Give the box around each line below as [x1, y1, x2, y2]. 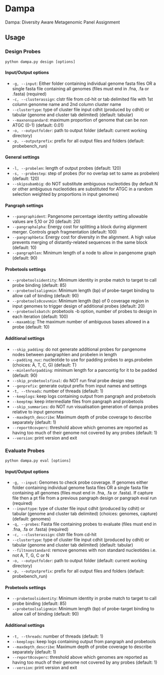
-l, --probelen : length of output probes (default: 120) [12, 165, 121, 171]
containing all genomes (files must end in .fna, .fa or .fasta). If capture [12, 490, 153, 496]
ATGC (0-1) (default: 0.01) [12, 122, 64, 128]
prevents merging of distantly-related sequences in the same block [12, 239, 148, 245]
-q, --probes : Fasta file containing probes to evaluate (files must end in [12, 521, 157, 527]
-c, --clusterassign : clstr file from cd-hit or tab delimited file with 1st [12, 96, 153, 102]
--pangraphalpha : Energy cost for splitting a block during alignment [12, 224, 147, 230]
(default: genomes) [12, 516, 51, 522]
